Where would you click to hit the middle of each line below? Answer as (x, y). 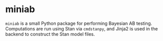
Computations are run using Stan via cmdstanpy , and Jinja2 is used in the (81, 28)
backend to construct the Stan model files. (50, 34)
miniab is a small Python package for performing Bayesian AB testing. (79, 23)
